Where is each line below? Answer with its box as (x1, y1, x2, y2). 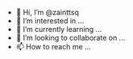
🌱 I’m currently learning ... (15, 25, 102, 33)
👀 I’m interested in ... (15, 16, 85, 26)
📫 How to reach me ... (15, 42, 91, 51)
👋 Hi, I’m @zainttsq (15, 8, 79, 17)
